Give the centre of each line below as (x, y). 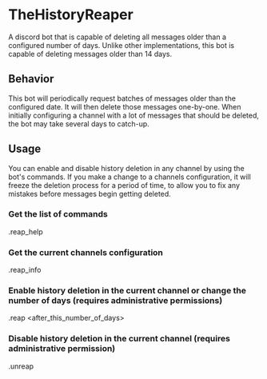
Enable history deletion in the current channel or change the (127, 291)
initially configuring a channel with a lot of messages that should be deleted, (134, 115)
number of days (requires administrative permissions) (116, 301)
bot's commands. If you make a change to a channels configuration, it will (130, 177)
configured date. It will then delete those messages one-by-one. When (125, 106)
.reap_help (26, 231)
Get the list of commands (58, 214)
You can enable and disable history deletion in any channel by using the (127, 168)
